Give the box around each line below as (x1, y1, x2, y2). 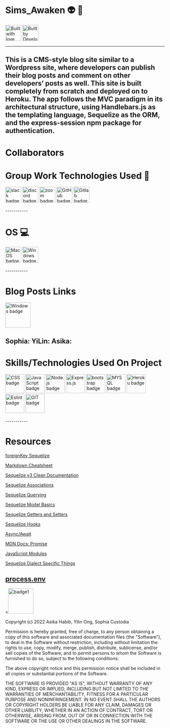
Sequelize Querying (5, 491, 47, 497)
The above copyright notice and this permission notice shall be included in (5, 665, 160, 671)
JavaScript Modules (5, 550, 47, 557)
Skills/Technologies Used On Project (5, 357, 162, 369)
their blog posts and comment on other (5, 71, 131, 80)
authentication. (5, 126, 55, 135)
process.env (5, 575, 46, 583)
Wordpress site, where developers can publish (5, 63, 155, 72)
